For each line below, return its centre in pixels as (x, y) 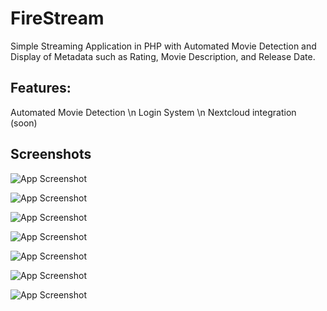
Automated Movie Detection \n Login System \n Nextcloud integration (153, 112)
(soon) (24, 123)
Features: (41, 88)
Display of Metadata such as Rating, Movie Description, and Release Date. (163, 56)
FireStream (57, 18)
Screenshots (51, 154)
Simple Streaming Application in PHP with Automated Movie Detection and (163, 46)
